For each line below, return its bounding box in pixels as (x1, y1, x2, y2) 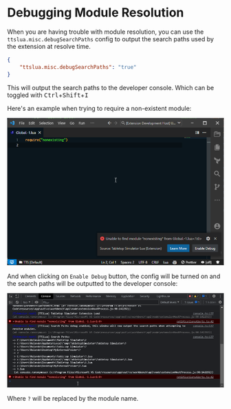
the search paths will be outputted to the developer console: (7, 279, 178, 287)
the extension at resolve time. (7, 42, 91, 50)
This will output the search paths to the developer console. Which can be (7, 83, 214, 92)
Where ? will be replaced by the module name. (7, 395, 139, 403)
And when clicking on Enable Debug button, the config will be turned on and (7, 272, 221, 280)
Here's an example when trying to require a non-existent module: (7, 104, 192, 112)
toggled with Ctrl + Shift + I (7, 91, 89, 99)
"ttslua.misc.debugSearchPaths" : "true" (19, 63, 137, 70)
